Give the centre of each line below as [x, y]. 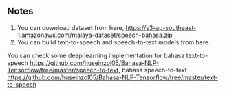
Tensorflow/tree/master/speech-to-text [63, 70]
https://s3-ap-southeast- [161, 27]
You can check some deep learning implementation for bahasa [96, 55]
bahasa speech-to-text [154, 70]
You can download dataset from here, [71, 27]
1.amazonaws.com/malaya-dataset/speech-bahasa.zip [95, 35]
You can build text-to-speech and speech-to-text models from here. [114, 42]
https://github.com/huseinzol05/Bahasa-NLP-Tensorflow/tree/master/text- [113, 77]
